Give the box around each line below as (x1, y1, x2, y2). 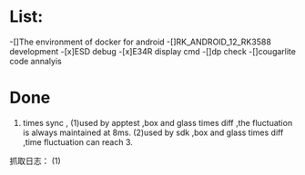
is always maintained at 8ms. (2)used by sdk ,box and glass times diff (22, 127, 284, 138)
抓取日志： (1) (9, 155, 61, 166)
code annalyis (9, 55, 62, 66)
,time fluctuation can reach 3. (22, 136, 134, 147)
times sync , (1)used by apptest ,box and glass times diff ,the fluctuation (22, 117, 293, 128)
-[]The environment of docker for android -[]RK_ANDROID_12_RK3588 (9, 36, 271, 47)
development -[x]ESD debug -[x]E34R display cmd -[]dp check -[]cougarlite (9, 45, 296, 56)
